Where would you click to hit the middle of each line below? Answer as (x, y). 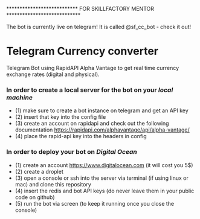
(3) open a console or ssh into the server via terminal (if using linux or (102, 178)
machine (20, 97)
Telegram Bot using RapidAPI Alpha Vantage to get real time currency (93, 68)
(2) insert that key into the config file (60, 117)
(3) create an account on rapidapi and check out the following (92, 124)
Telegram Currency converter (82, 51)
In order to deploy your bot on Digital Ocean (72, 152)
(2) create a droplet (39, 171)
